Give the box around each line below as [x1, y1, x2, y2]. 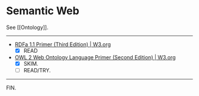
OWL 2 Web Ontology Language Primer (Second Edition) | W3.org [14, 54, 176, 60]
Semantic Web [6, 4, 80, 18]
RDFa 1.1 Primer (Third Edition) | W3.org [14, 40, 111, 48]
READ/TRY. [23, 67, 52, 74]
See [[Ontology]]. [6, 24, 49, 31]
